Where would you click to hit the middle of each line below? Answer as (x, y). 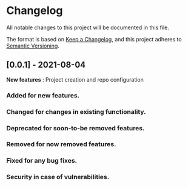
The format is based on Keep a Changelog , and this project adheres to (94, 39)
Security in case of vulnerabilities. (58, 177)
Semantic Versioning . (33, 46)
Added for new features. (43, 95)
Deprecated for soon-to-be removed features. (76, 128)
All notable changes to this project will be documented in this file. (88, 27)
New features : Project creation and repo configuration (75, 79)
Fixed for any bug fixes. (42, 161)
